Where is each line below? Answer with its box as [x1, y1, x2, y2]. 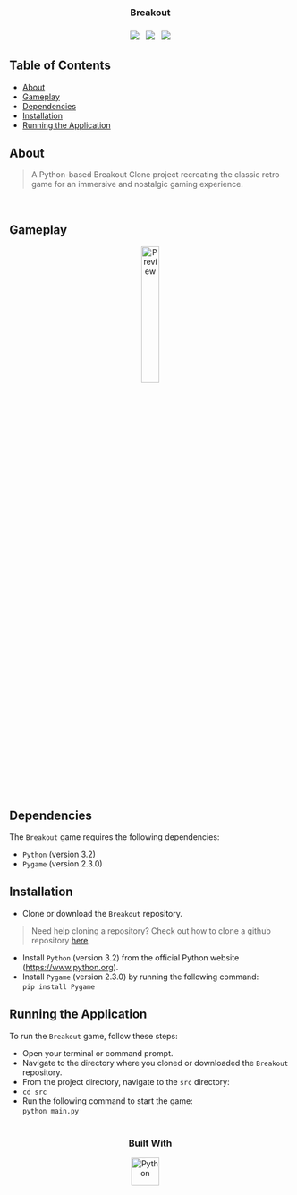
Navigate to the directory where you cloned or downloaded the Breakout [21, 1057, 289, 1068]
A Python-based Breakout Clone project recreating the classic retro [30, 169, 280, 180]
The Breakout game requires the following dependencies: [9, 832, 220, 842]
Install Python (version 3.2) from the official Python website [21, 952, 240, 963]
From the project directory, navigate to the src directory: [21, 1076, 230, 1087]
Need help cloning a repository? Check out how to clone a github [30, 925, 271, 936]
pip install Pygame [21, 982, 96, 991]
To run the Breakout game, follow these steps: [9, 1030, 179, 1041]
